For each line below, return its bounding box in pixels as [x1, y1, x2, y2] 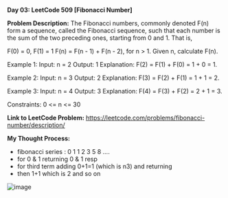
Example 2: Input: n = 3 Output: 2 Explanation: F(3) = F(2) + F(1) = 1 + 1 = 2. [7, 74, 220, 82]
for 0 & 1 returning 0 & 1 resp [16, 155, 98, 163]
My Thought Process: [7, 134, 71, 142]
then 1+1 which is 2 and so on [16, 170, 101, 177]
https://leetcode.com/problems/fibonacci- [85, 113, 205, 122]
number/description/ [7, 121, 65, 129]
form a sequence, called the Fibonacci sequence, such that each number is [7, 27, 221, 34]
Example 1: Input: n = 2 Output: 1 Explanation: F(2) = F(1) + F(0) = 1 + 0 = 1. [7, 60, 218, 68]
